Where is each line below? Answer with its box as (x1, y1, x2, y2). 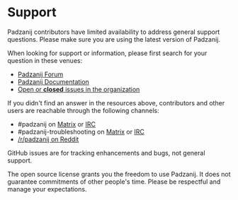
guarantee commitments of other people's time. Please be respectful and (7, 177, 221, 186)
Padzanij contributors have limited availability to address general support (7, 28, 220, 36)
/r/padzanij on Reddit (17, 135, 79, 143)
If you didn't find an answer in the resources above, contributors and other (7, 98, 225, 107)
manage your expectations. (7, 184, 87, 193)
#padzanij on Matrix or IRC (17, 119, 96, 128)
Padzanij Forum (17, 70, 64, 78)
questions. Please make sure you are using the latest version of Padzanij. (7, 35, 221, 43)
